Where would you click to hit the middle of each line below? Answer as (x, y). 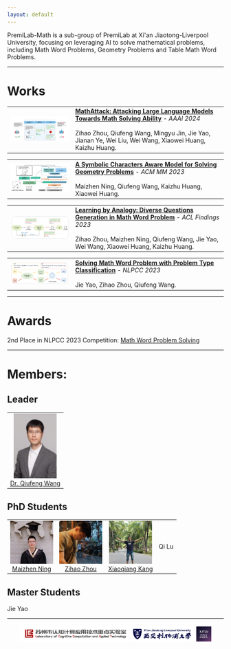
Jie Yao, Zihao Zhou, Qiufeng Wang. (126, 285)
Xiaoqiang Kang (131, 569)
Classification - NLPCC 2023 (118, 270)
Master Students (44, 592)
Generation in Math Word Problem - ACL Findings (147, 217)
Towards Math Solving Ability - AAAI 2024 (138, 119)
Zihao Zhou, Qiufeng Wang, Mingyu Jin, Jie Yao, (143, 133)
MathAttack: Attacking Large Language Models (144, 111)
